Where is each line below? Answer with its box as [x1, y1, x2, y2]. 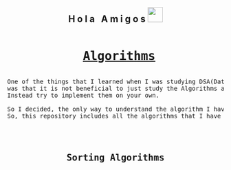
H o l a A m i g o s [68, 13, 146, 25]
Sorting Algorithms [66, 152, 165, 164]
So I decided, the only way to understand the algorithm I [7, 105, 211, 113]
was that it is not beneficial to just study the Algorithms [7, 84, 218, 92]
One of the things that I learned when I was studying [7, 77, 196, 85]
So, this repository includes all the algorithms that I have [7, 111, 221, 120]
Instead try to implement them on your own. [7, 91, 160, 99]
